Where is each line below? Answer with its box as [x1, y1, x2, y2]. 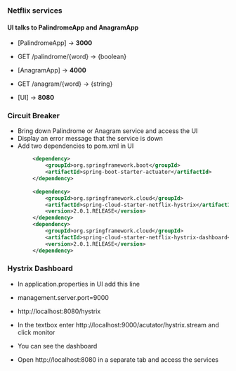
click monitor [17, 328, 55, 337]
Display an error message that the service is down [17, 134, 163, 143]
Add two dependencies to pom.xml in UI [17, 142, 134, 150]
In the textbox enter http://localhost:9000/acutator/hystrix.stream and [17, 320, 219, 329]
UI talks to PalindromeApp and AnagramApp [7, 23, 139, 32]
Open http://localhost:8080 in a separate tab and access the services [17, 355, 219, 364]
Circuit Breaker [7, 111, 60, 121]
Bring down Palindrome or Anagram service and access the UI [17, 127, 198, 135]
